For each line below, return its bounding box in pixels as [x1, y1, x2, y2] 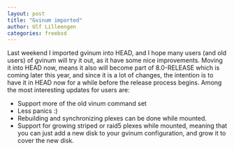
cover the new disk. [17, 137, 75, 145]
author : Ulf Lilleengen [7, 23, 77, 30]
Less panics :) [17, 107, 58, 115]
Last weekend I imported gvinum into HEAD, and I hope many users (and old [7, 49, 227, 57]
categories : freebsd [7, 29, 68, 37]
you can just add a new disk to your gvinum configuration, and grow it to [17, 129, 226, 137]
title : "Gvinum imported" [7, 17, 82, 24]
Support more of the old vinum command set [17, 99, 147, 108]
